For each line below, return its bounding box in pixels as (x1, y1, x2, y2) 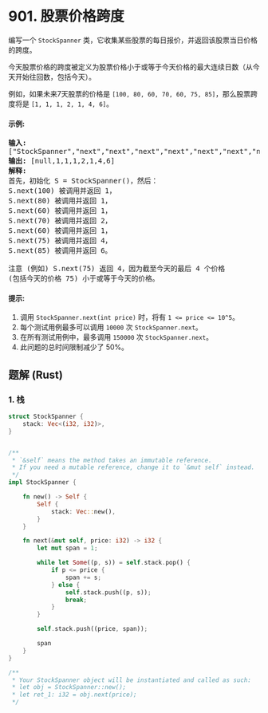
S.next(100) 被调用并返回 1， (8, 187, 117, 195)
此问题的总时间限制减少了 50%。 (19, 342, 129, 352)
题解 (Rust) (8, 368, 64, 381)
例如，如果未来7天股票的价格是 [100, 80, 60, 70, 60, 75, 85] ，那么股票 (8, 89, 251, 98)
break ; (65, 596, 88, 604)
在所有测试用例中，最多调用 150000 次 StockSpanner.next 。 (19, 333, 214, 342)
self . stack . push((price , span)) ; (37, 625, 148, 633)
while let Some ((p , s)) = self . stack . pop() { (37, 559, 191, 567)
